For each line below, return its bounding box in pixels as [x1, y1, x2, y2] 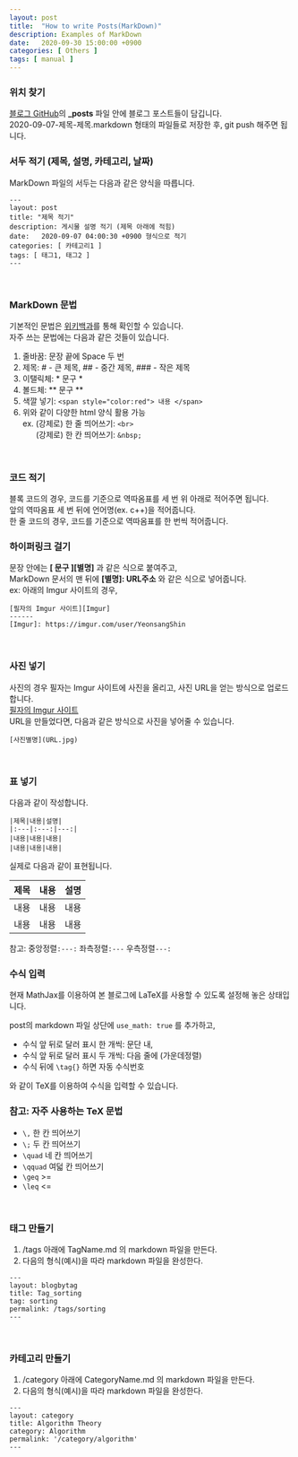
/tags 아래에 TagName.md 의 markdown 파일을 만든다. [21, 1243, 217, 1254]
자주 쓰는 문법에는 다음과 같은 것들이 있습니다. [9, 331, 170, 342]
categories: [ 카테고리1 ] [9, 241, 103, 250]
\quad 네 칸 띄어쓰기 [21, 1149, 93, 1160]
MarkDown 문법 [9, 298, 78, 310]
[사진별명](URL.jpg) [9, 735, 79, 745]
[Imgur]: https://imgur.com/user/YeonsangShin [9, 620, 186, 629]
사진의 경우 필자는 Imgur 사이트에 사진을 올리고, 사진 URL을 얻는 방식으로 [9, 682, 266, 693]
